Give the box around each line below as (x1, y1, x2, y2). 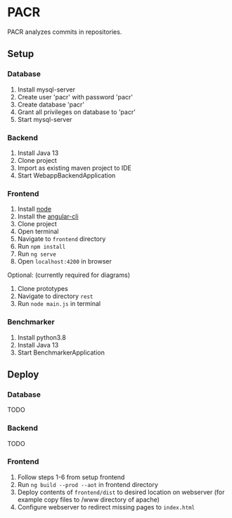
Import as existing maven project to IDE (17, 164, 132, 172)
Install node (17, 205, 51, 214)
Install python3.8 (17, 333, 67, 342)
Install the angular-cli (17, 212, 79, 221)
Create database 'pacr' (17, 100, 85, 109)
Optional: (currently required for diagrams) (7, 271, 130, 279)
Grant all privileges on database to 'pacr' (17, 107, 136, 116)
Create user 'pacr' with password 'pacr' (17, 92, 134, 101)
